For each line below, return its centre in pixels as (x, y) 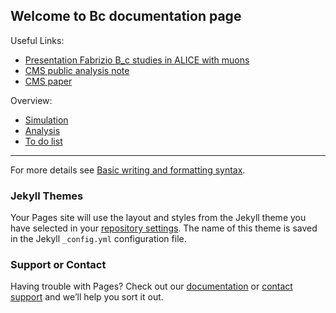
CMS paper (48, 81)
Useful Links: (37, 40)
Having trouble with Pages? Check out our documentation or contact (151, 286)
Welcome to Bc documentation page (126, 16)
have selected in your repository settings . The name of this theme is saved (164, 228)
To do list (43, 141)
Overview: (31, 100)
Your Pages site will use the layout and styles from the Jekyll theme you (158, 218)
